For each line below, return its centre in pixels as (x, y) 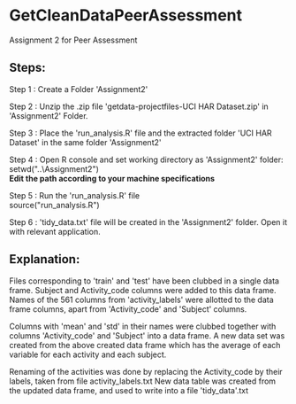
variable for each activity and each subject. (88, 354)
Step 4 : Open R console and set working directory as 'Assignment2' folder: (147, 159)
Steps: (27, 68)
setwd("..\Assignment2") (54, 168)
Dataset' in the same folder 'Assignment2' (85, 142)
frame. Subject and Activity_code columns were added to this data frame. (143, 290)
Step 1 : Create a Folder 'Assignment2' (79, 89)
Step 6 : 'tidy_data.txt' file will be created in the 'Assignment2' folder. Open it (148, 221)
